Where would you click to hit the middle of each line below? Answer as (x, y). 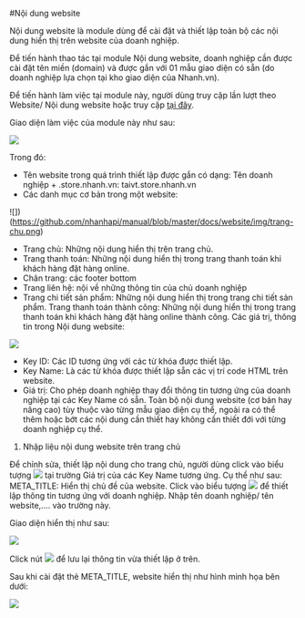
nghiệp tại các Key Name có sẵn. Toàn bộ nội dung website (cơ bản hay (158, 400)
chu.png (25, 231)
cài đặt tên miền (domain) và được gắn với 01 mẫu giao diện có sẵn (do (142, 68)
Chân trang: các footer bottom (79, 278)
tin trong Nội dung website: (74, 326)
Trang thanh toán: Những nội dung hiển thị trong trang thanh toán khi (152, 258)
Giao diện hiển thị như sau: (60, 523)
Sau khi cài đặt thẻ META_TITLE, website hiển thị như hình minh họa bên (145, 577)
